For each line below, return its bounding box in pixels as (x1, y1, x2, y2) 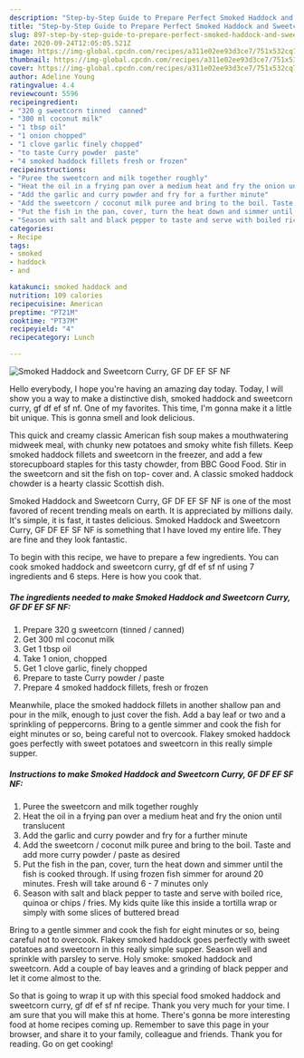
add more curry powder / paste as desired (22, 849, 181, 859)
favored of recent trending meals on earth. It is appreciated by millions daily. (9, 505, 294, 516)
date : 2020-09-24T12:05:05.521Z (9, 38, 131, 48)
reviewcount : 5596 (9, 89, 79, 98)
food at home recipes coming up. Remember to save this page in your (9, 1019, 270, 1030)
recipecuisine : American (9, 299, 103, 308)
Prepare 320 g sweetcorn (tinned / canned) (22, 624, 185, 635)
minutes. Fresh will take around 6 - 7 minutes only (22, 878, 209, 888)
